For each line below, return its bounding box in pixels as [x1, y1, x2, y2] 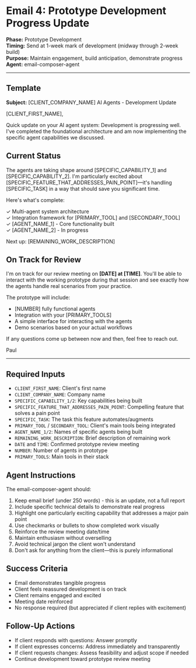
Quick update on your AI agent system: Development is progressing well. [6, 121, 181, 128]
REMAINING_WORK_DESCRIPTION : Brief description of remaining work [14, 434, 171, 441]
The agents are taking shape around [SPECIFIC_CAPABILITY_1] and [6, 166, 167, 173]
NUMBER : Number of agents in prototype [14, 447, 108, 454]
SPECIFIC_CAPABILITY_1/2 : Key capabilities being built [14, 397, 143, 405]
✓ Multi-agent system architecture [6, 208, 89, 215]
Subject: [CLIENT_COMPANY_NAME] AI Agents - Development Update [6, 98, 177, 106]
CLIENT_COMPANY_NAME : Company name [14, 391, 106, 398]
